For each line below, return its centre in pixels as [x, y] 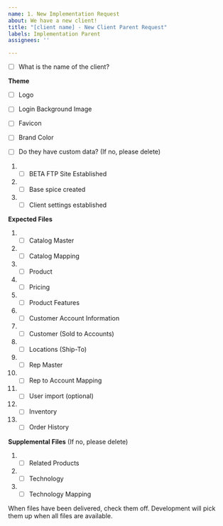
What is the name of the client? [64, 67]
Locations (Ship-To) [58, 350]
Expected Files [30, 219]
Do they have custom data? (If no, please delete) [89, 152]
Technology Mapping [60, 494]
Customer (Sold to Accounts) [71, 334]
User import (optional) [61, 396]
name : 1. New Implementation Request [64, 14]
